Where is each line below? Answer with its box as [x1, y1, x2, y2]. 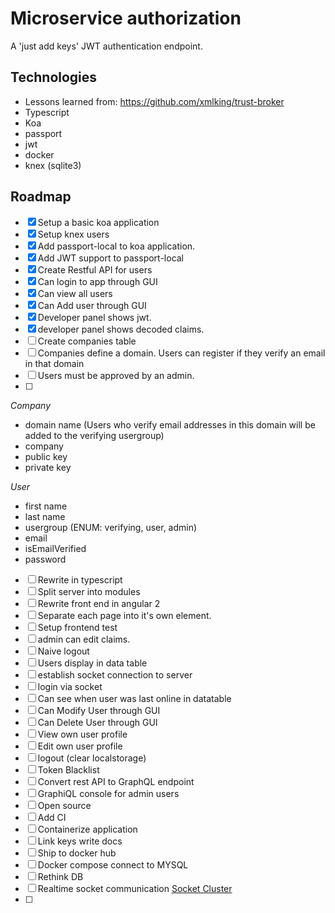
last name [24, 510, 66, 522]
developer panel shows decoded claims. [37, 323, 205, 335]
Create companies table [37, 335, 137, 347]
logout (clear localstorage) [37, 752, 147, 764]
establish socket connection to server [37, 668, 193, 681]
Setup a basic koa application [37, 216, 160, 228]
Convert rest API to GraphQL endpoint [37, 775, 195, 787]
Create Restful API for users [37, 263, 153, 276]
